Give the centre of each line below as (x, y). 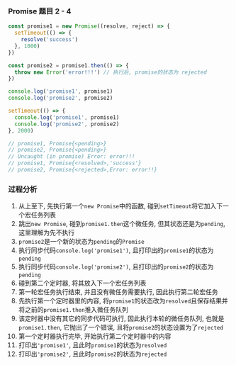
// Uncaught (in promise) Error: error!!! (72, 157)
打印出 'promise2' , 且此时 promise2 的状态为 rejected (92, 354)
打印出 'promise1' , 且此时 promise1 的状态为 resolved (92, 345)
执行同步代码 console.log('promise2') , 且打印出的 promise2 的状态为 (116, 266)
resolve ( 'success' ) (50, 40)
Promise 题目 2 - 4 (40, 11)
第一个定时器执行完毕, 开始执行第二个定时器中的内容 (95, 336)
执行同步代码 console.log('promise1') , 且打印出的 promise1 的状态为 (116, 250)
